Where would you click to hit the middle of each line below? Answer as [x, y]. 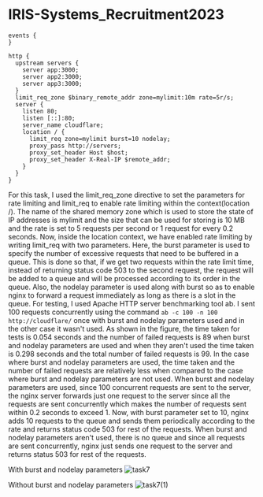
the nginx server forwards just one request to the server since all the [119, 395]
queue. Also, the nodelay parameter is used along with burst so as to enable [131, 287]
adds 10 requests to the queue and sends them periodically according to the [132, 421]
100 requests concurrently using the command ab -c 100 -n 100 [113, 312]
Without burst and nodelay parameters [71, 484]
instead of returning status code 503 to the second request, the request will [131, 270]
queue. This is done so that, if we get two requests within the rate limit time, [131, 261]
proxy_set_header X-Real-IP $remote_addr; [100, 159]
